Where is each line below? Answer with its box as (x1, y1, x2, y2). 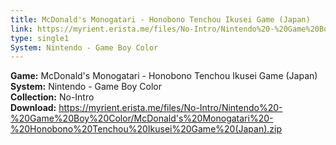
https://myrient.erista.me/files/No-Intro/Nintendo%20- (58, 102, 283, 114)
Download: (10, 102, 57, 114)
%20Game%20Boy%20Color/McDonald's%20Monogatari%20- (10, 112, 274, 125)
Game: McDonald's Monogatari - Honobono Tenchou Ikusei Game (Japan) (10, 70, 318, 82)
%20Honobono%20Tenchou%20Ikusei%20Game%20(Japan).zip (10, 123, 283, 135)
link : (10, 24, 33, 34)
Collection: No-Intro (10, 91, 95, 103)
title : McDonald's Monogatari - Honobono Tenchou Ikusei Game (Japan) (10, 14, 311, 25)
